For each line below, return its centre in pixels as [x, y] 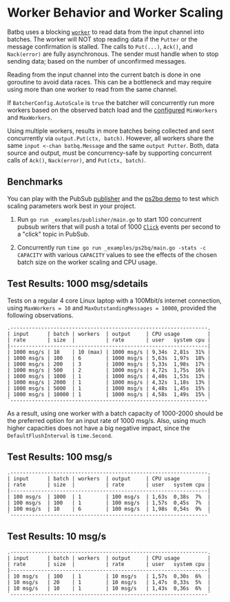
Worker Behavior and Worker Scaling [115, 13]
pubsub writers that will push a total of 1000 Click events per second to [119, 227]
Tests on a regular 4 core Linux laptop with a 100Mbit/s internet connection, [115, 300]
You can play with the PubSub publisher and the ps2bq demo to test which [113, 198]
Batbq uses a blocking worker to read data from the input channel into [106, 32]
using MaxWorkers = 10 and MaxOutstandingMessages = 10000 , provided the [112, 308]
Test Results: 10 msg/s [57, 536]
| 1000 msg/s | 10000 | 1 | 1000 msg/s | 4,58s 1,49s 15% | [109, 394]
